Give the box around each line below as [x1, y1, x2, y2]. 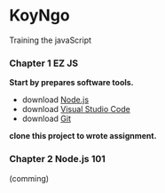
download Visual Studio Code [21, 104, 130, 115]
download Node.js [21, 94, 90, 105]
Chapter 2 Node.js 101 [9, 153, 106, 165]
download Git [21, 113, 71, 125]
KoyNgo [9, 5, 70, 26]
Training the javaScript [9, 35, 91, 45]
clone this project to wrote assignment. [9, 131, 157, 141]
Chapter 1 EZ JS [9, 57, 79, 69]
